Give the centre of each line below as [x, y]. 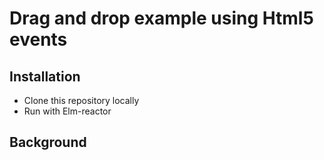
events [38, 39]
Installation [45, 76]
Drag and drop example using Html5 [161, 18]
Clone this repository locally [81, 100]
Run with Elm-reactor [67, 111]
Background [48, 142]
